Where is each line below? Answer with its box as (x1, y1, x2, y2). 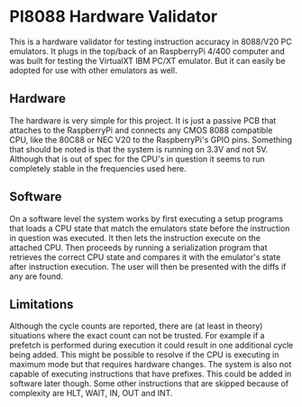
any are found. (9, 271, 64, 282)
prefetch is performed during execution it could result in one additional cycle (9, 340, 294, 351)
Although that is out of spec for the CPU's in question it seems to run (9, 153, 266, 164)
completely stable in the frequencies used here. (9, 162, 187, 173)
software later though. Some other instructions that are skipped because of (9, 378, 289, 389)
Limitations (9, 296, 74, 312)
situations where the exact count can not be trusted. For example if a (9, 330, 265, 341)
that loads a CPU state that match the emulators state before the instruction (9, 223, 290, 234)
